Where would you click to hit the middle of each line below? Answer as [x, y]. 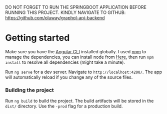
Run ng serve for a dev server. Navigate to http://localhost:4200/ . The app [84, 72]
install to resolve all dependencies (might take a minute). [65, 62]
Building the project [29, 90]
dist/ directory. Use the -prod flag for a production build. [64, 106]
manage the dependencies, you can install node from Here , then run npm [79, 57]
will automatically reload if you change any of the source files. [69, 77]
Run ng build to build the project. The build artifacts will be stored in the [79, 101]
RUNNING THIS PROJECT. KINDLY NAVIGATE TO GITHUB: [65, 12]
